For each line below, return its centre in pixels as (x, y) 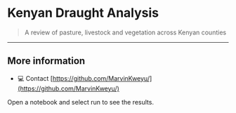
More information (46, 61)
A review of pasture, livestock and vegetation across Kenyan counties (125, 32)
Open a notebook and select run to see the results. (81, 102)
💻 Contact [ (35, 78)
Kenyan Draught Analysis (83, 13)
